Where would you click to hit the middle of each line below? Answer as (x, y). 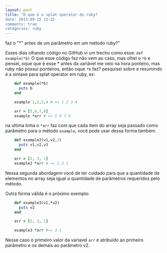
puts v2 (27, 208)
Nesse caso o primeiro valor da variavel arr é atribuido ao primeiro (74, 240)
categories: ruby (23, 29)
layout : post (19, 10)
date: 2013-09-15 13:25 (30, 19)
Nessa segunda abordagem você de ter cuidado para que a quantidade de (82, 173)
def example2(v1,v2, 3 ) (38, 140)
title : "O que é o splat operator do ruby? (52, 15)
